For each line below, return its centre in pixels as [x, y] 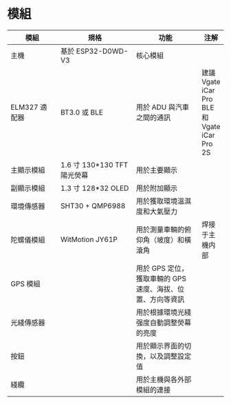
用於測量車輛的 [160, 230]
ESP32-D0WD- [102, 51]
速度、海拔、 [156, 289]
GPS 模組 [25, 283]
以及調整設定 [170, 356]
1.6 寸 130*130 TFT [95, 165]
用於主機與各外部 [163, 379]
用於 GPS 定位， [162, 268]
